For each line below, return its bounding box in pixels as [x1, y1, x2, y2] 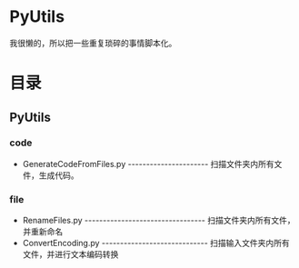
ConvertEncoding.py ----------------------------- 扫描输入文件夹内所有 [22, 238, 291, 249]
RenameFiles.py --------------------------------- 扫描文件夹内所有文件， [22, 215, 295, 226]
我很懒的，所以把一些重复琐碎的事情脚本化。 [9, 37, 177, 48]
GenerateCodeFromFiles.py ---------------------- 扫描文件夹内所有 [22, 158, 274, 169]
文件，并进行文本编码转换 [22, 249, 119, 260]
